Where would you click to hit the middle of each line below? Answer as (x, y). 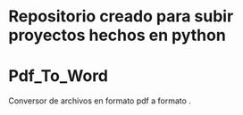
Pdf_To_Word (59, 76)
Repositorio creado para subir (121, 16)
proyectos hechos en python (117, 35)
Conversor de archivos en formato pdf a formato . (100, 101)
